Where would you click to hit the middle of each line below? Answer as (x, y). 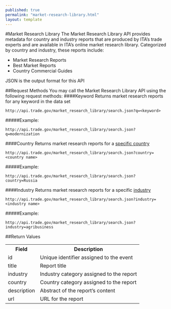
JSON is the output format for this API (45, 81)
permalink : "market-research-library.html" (52, 15)
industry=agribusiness (29, 227)
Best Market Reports (34, 66)
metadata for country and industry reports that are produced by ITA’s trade (84, 39)
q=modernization (22, 134)
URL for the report (62, 299)
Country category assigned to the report (88, 282)
